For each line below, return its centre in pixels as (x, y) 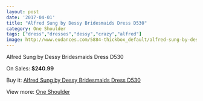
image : (14, 40)
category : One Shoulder (36, 29)
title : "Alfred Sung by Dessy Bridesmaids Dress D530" (77, 23)
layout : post (23, 12)
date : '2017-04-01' (31, 17)
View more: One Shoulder (38, 92)
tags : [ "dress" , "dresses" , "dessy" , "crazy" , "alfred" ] (74, 34)
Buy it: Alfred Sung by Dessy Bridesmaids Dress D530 (73, 80)
